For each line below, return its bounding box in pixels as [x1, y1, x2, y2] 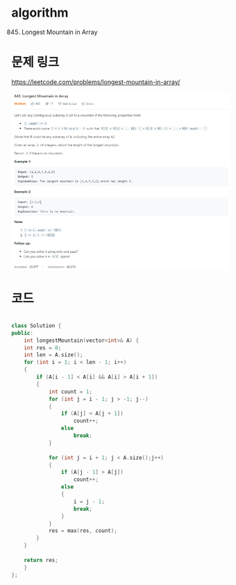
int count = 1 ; [48, 388, 93, 395]
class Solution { [11, 322, 62, 329]
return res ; [24, 557, 58, 563]
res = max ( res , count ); [48, 527, 117, 534]
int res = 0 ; [24, 344, 62, 352]
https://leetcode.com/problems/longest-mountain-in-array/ [11, 78, 180, 86]
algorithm [11, 5, 69, 21]
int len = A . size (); [24, 352, 83, 359]
